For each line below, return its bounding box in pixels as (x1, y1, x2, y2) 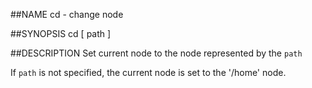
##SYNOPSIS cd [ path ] (10, 28, 112, 39)
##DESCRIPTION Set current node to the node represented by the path (10, 47, 303, 59)
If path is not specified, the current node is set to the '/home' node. (10, 67, 287, 78)
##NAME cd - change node (10, 9, 124, 20)
